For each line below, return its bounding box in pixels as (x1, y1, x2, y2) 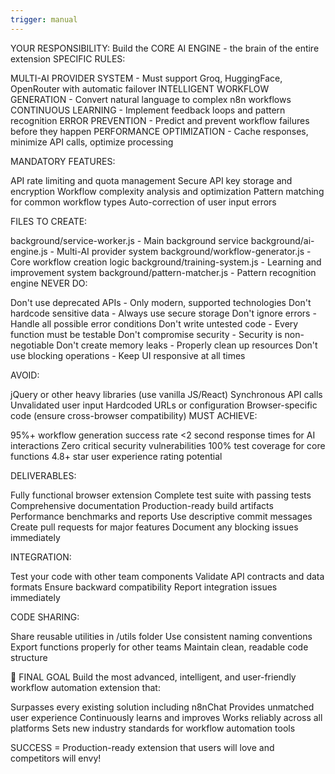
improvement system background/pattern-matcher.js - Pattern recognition (10, 266, 317, 278)
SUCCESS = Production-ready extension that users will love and (10, 741, 275, 753)
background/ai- (250, 234, 315, 246)
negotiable (10, 339, 55, 351)
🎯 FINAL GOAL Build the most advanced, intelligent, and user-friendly (10, 671, 297, 683)
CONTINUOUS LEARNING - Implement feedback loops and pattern (10, 104, 286, 116)
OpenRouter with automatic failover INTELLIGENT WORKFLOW (10, 82, 270, 95)
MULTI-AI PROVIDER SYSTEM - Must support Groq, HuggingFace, (10, 72, 283, 84)
